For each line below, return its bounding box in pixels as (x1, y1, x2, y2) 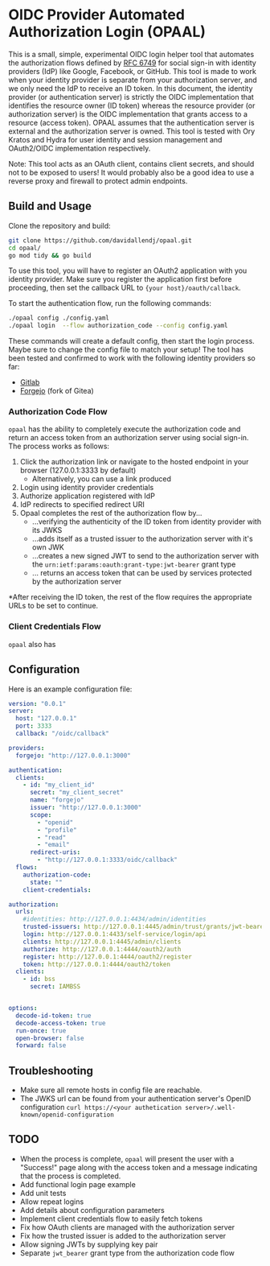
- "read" (37, 833, 67, 842)
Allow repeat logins (19, 1197, 84, 1206)
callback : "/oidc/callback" (15, 730, 110, 738)
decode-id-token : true (15, 1012, 92, 1020)
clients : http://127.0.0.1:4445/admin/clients (22, 938, 182, 946)
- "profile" (37, 826, 78, 834)
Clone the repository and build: (8, 221, 111, 230)
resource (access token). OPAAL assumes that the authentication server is (8, 118, 255, 127)
